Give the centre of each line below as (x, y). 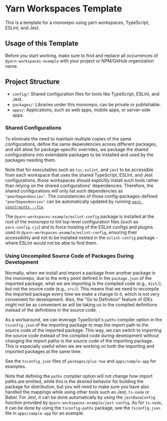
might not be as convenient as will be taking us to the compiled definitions (81, 305)
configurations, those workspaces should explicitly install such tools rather (82, 180)
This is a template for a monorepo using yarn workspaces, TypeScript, (77, 22)
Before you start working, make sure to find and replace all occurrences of (82, 55)
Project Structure (32, 82)
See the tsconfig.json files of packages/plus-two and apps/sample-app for (81, 361)
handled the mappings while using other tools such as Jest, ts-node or (77, 392)
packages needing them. (31, 160)
